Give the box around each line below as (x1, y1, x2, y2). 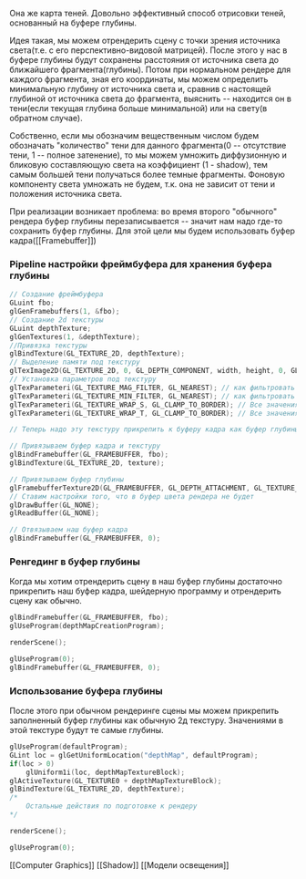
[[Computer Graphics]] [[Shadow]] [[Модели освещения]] (9, 859, 229, 870)
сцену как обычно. (9, 595, 82, 606)
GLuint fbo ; (9, 298, 55, 308)
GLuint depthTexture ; (9, 324, 92, 333)
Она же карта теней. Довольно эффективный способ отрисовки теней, (9, 8, 287, 18)
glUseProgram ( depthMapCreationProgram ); (9, 622, 166, 631)
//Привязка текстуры (9, 341, 88, 350)
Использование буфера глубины (9, 684, 164, 697)
